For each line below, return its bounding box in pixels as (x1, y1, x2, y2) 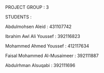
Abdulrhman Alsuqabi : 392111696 (5, 62, 75, 68)
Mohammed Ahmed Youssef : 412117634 (5, 43, 89, 49)
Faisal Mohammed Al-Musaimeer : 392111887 (5, 52, 99, 58)
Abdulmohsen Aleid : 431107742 (5, 23, 72, 29)
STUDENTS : (5, 14, 32, 19)
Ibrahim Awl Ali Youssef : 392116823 (5, 33, 80, 39)
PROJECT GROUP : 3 (5, 4, 49, 10)
